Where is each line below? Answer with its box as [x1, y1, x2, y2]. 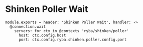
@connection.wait [10, 24, 46, 29]
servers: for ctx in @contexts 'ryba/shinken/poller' [14, 28, 129, 33]
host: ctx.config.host [18, 33, 66, 38]
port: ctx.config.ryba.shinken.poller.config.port [18, 37, 127, 42]
